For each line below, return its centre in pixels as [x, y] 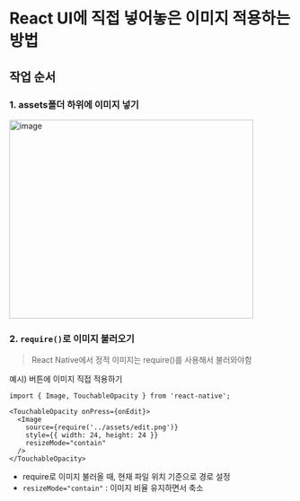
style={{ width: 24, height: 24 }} [92, 435]
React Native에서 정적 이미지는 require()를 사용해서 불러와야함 [141, 360]
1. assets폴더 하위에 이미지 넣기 [74, 104]
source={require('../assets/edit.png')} [102, 427]
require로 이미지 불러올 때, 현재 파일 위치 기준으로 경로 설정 [126, 477]
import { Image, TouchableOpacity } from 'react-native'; [120, 396]
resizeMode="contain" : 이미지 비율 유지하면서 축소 [113, 488]
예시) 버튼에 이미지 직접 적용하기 [66, 379]
